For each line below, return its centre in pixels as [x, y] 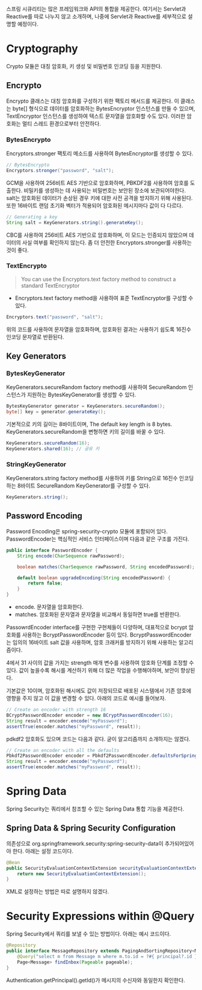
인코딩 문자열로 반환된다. [35, 336]
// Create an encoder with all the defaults [63, 750]
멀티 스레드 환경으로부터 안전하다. [61, 123]
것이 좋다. [17, 250]
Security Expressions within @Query [100, 916]
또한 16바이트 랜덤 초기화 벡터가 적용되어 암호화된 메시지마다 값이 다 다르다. [95, 205]
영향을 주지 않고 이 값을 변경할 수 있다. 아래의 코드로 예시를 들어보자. [86, 698]
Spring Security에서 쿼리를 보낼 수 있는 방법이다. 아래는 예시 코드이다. [89, 934]
